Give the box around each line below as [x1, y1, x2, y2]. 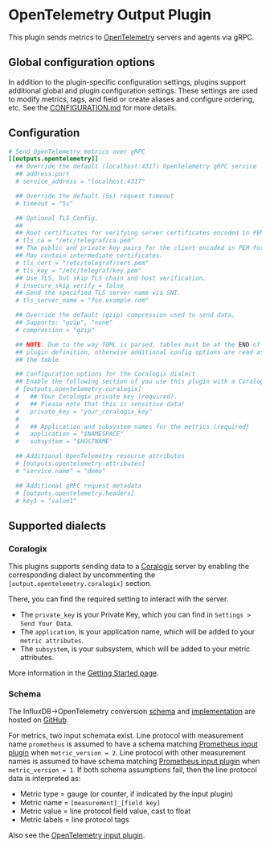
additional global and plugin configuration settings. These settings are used [8, 85, 259, 95]
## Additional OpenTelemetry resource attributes [15, 452, 185, 460]
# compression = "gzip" [15, 326, 95, 334]
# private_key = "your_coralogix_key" [15, 407, 153, 416]
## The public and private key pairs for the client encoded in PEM [15, 244, 250, 252]
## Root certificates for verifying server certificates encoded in [15, 229, 250, 237]
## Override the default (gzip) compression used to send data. [15, 311, 235, 319]
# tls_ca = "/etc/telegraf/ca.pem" [15, 236, 135, 245]
